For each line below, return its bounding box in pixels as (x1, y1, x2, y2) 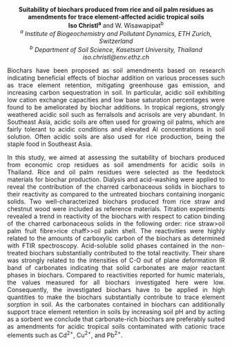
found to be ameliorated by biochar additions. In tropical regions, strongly (7, 102, 225, 111)
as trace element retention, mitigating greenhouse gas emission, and (7, 81, 225, 89)
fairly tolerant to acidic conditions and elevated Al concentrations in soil (7, 125, 225, 133)
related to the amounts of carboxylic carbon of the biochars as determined (7, 234, 225, 242)
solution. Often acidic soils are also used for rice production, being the (7, 132, 225, 140)
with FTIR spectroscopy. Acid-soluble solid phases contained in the (7, 241, 209, 250)
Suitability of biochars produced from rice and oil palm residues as (18, 6, 214, 13)
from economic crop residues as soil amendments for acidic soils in (7, 161, 225, 169)
